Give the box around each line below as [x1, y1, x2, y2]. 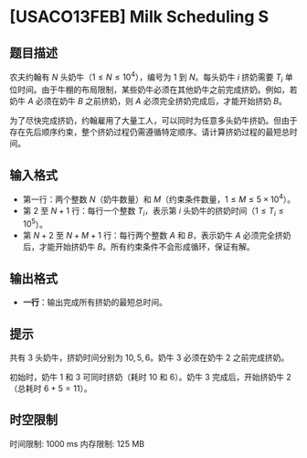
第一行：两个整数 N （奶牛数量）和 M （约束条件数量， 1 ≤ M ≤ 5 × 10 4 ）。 [22, 192, 296, 205]
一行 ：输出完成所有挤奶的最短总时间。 [22, 297, 167, 308]
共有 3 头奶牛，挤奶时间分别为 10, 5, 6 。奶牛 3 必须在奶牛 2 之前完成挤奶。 [9, 352, 290, 363]
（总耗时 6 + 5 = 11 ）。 [9, 383, 93, 394]
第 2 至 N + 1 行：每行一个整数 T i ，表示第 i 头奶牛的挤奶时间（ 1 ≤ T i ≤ [22, 205, 284, 218]
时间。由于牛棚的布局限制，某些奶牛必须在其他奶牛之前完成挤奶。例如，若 [16, 84, 298, 95]
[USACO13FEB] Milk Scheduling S [9, 6, 270, 27]
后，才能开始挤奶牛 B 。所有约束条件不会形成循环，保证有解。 [22, 241, 255, 252]
